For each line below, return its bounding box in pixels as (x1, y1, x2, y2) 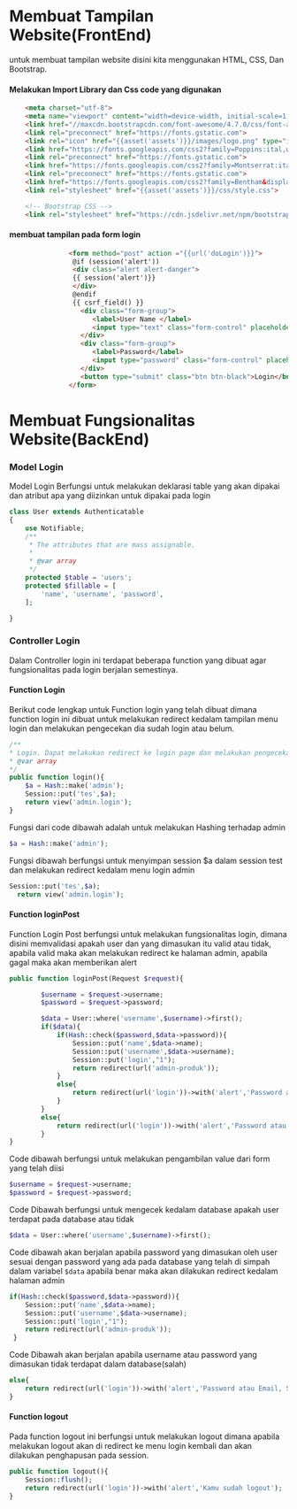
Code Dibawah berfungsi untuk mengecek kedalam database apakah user (9, 1205, 280, 1215)
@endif (72, 290, 97, 299)
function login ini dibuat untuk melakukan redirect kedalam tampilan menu (9, 713, 278, 724)
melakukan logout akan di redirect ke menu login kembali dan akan (9, 1440, 253, 1451)
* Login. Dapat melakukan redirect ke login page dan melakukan (9, 748, 251, 758)
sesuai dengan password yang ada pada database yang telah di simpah (9, 1256, 270, 1266)
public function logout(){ (9, 1467, 109, 1475)
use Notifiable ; (25, 524, 86, 533)
